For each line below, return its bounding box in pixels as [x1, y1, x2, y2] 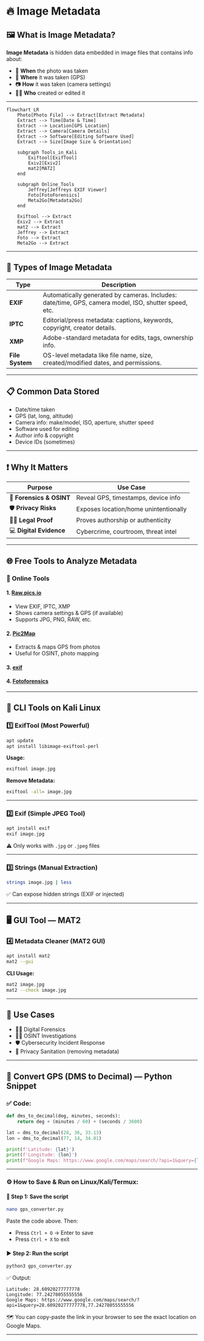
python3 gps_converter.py [6, 1263, 72, 1269]
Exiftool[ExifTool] [28, 155, 78, 161]
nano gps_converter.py [6, 1206, 64, 1212]
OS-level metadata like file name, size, [42, 350, 153, 359]
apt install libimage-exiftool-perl [6, 743, 99, 749]
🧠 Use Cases [6, 1009, 55, 1020]
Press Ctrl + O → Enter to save [15, 1229, 94, 1237]
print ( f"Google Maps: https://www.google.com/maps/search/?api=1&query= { [6, 1158, 197, 1164]
